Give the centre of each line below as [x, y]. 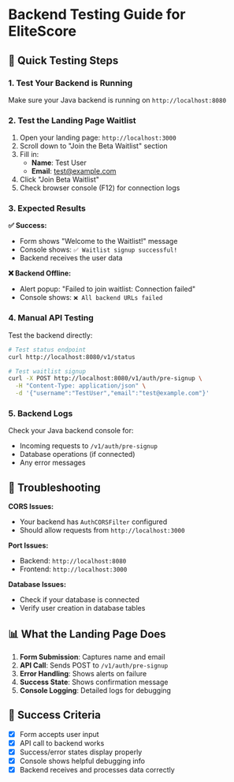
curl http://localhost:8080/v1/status [72, 357]
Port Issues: [28, 545]
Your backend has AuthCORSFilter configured [93, 522]
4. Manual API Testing [51, 318]
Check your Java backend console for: [71, 431]
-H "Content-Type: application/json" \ [81, 386]
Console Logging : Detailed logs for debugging [95, 690]
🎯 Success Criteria [54, 715]
